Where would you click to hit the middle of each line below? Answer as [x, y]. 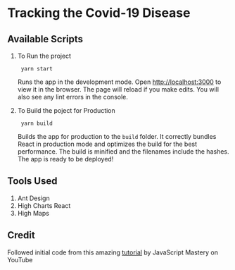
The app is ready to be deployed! [65, 159]
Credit [21, 235]
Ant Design [34, 198]
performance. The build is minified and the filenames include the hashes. [123, 152]
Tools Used [32, 181]
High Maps [33, 213]
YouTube [20, 259]
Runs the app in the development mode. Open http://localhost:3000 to [119, 82]
